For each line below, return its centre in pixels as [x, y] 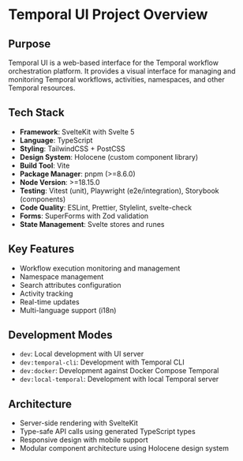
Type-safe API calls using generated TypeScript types [107, 432]
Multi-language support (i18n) [68, 310]
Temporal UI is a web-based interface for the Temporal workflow [114, 62]
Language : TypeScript [56, 140]
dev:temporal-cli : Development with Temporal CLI [102, 362]
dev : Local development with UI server [82, 354]
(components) [43, 198]
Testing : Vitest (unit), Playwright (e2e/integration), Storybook [119, 191]
